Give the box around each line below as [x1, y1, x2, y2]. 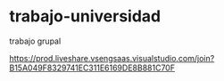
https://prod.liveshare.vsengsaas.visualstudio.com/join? [9, 53, 215, 63]
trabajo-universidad [9, 6, 162, 27]
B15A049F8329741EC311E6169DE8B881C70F [9, 62, 176, 73]
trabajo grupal [9, 36, 62, 46]
